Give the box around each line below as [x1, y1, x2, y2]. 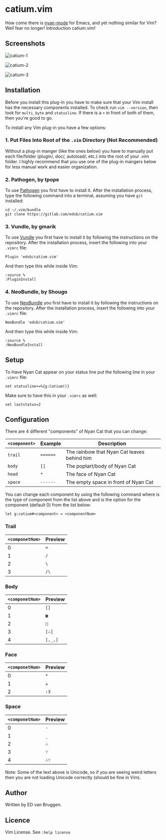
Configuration [5, 415, 49, 424]
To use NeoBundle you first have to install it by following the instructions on [5, 300, 159, 306]
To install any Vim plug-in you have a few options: [5, 125, 107, 131]
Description [98, 440, 126, 447]
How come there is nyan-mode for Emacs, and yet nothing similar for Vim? [5, 20, 157, 26]
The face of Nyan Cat [66, 471, 116, 478]
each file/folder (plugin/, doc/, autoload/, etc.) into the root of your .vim [5, 153, 149, 159]
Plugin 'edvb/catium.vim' [5, 255, 58, 260]
